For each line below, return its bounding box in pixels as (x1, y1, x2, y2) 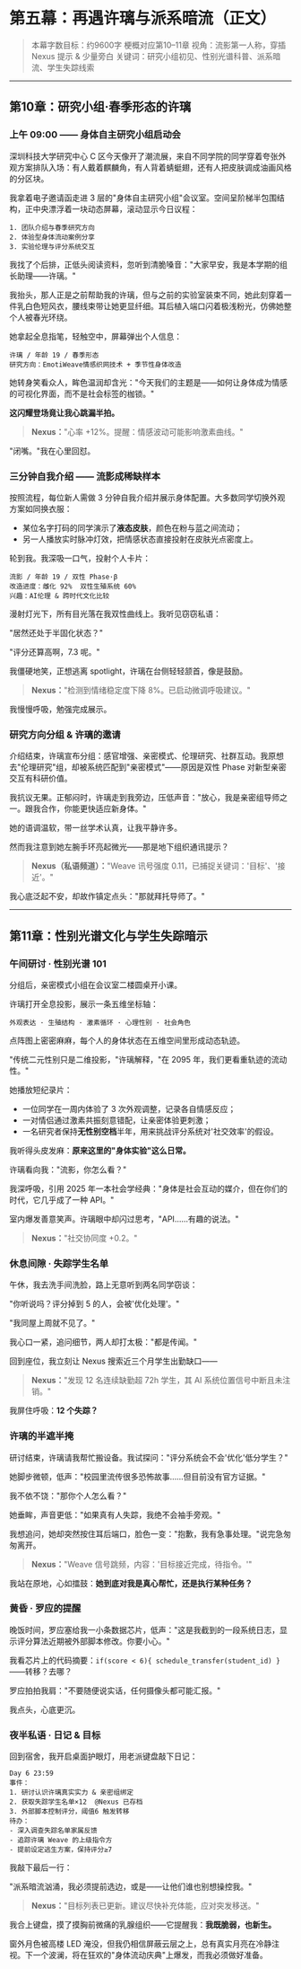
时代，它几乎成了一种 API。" (9, 1194, 115, 1205)
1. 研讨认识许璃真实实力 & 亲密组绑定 (9, 1788, 134, 1797)
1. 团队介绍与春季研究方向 (9, 223, 96, 232)
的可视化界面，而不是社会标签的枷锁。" (9, 388, 155, 399)
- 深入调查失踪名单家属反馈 (9, 1826, 99, 1835)
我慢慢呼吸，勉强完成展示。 (9, 703, 112, 714)
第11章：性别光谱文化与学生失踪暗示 (9, 928, 209, 943)
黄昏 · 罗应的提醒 (9, 1603, 82, 1615)
